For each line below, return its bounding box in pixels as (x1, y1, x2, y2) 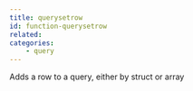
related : (9, 30, 43, 39)
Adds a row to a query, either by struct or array (9, 71, 185, 82)
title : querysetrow (9, 13, 83, 23)
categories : (9, 38, 54, 48)
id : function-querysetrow (9, 22, 107, 31)
